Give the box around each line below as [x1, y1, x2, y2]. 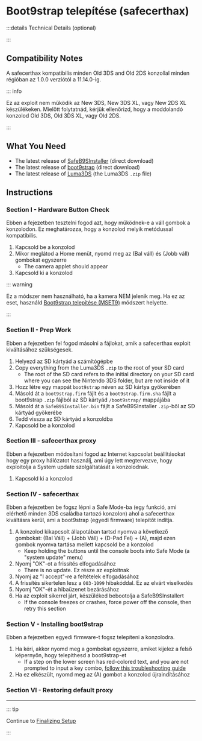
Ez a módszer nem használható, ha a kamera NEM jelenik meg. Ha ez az [6, 292, 185, 300]
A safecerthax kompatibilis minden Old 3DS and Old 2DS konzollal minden [6, 69, 190, 77]
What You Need [6, 141, 66, 151]
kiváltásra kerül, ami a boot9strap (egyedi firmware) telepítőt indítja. [6, 517, 174, 524]
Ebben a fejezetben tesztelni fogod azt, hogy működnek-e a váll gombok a [6, 219, 191, 227]
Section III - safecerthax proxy [6, 437, 97, 445]
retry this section [23, 605, 66, 613]
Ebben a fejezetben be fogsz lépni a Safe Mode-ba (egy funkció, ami [6, 503, 177, 511]
